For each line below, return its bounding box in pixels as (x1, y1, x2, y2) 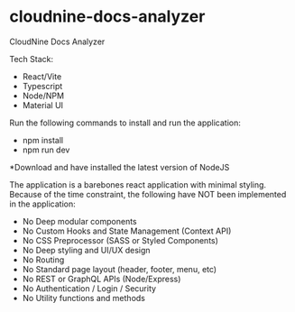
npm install (22, 134, 64, 145)
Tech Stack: (9, 53, 54, 64)
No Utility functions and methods (22, 292, 146, 303)
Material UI (22, 99, 64, 110)
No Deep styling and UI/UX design (22, 244, 151, 255)
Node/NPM (22, 90, 65, 101)
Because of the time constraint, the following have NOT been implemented (9, 188, 287, 199)
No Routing (22, 254, 65, 265)
